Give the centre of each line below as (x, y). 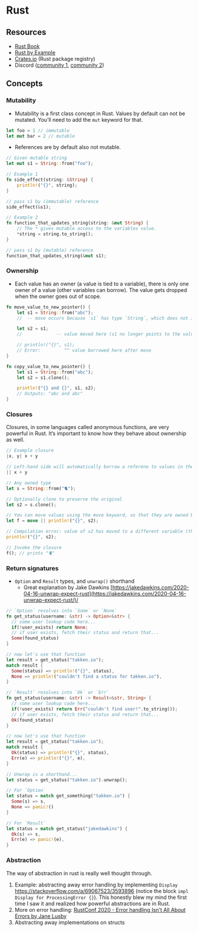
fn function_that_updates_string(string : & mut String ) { (77, 223)
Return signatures (32, 568)
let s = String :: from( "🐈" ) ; (41, 488)
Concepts (24, 84)
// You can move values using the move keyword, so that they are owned (97, 515)
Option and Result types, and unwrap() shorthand (75, 581)
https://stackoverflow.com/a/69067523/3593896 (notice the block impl (101, 891)
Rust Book (27, 46)
